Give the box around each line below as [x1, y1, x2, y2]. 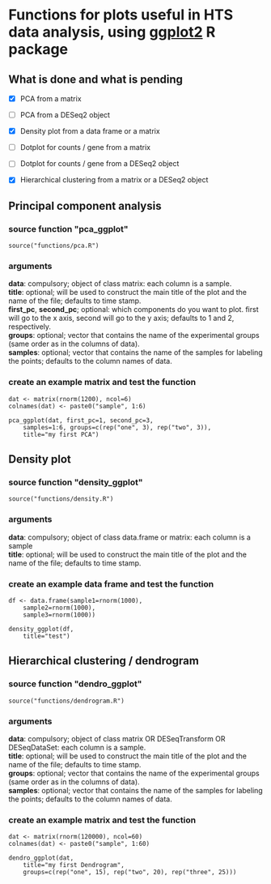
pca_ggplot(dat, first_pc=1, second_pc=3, [8, 416, 154, 425]
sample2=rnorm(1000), [23, 604, 95, 612]
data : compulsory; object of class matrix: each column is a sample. [8, 279, 232, 288]
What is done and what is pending [8, 72, 184, 86]
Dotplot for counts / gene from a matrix [19, 143, 151, 152]
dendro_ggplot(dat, [8, 854, 74, 862]
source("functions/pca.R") [8, 241, 100, 250]
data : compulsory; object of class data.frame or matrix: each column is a [8, 532, 251, 542]
